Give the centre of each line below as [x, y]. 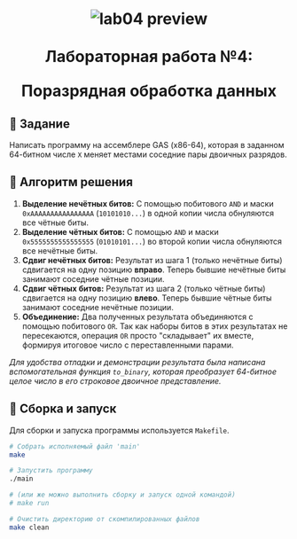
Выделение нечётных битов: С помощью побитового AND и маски [148, 203]
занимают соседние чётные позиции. [94, 278]
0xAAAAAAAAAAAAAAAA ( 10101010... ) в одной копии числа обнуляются [148, 213]
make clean [29, 527]
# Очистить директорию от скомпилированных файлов [105, 519]
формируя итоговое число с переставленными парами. [128, 345]
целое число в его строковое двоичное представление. [115, 380]
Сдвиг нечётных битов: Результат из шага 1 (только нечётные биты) [152, 260]
